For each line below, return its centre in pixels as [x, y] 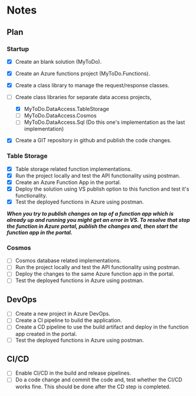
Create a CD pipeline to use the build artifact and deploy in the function [102, 327]
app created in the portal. [46, 333]
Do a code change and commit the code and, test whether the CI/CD [99, 380]
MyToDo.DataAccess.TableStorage [66, 109]
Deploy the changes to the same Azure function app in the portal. [95, 274]
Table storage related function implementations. [73, 169]
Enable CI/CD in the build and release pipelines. [73, 373]
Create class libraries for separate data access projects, [83, 97]
